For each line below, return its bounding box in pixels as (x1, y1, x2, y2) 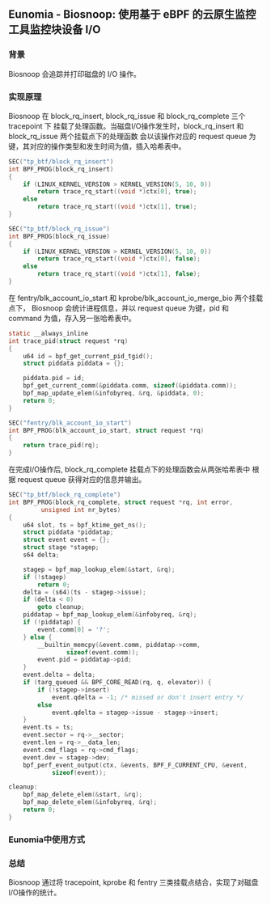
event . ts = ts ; (23, 723, 74, 732)
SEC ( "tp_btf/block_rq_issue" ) (8, 225, 111, 233)
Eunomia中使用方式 (8, 834, 85, 845)
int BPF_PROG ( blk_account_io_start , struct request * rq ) (8, 426, 205, 434)
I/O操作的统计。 (8, 888, 61, 898)
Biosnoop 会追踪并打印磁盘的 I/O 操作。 (8, 69, 142, 78)
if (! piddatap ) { (23, 618, 82, 627)
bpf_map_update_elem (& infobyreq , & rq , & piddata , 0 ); (23, 389, 205, 398)
